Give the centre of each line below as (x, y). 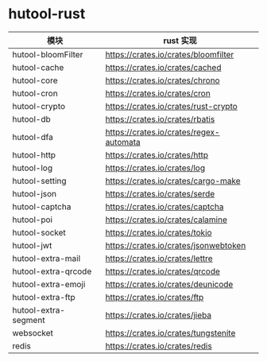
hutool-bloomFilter (48, 54)
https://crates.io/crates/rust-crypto (172, 106)
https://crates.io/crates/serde (160, 193)
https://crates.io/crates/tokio (159, 232)
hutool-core (35, 80)
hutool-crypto (39, 106)
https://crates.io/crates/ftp (155, 297)
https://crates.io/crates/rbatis (160, 119)
